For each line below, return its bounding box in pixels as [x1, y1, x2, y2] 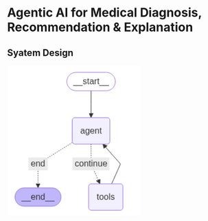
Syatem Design [7, 47, 73, 59]
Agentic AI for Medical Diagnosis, [7, 5, 203, 21]
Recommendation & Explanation [7, 19, 194, 35]
